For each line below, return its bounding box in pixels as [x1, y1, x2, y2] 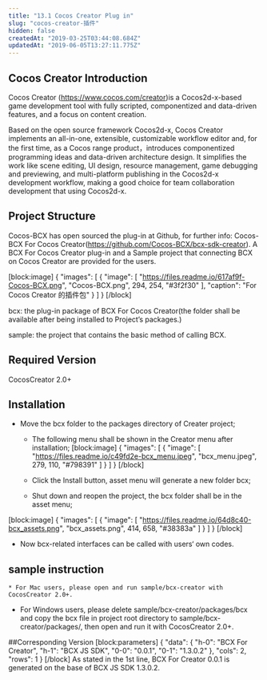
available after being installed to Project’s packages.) [8, 314, 182, 324]
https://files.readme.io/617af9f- [142, 272, 245, 281]
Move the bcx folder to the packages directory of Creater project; [19, 419, 236, 429]
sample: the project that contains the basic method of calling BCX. [8, 330, 226, 339]
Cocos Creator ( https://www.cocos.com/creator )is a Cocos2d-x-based [8, 92, 242, 102]
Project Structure [8, 209, 96, 223]
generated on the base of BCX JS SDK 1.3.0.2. [8, 663, 161, 673]
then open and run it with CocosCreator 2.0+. [84, 622, 234, 632]
